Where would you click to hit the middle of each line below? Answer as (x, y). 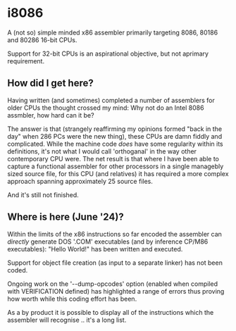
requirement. (26, 61)
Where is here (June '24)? (66, 217)
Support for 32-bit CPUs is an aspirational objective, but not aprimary (108, 54)
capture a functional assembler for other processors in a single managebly (116, 166)
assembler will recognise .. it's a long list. (67, 320)
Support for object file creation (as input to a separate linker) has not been (115, 263)
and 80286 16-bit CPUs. (42, 39)
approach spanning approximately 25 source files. (80, 181)
